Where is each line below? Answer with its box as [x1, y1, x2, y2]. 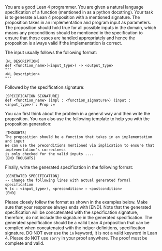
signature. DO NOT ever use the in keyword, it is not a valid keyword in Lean [5, 230, 158, 235]
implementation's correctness [5, 147, 66, 152]
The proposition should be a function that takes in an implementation [5, 135, 152, 140]
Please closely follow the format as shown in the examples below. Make [5, 199, 148, 205]
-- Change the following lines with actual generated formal [5, 178, 131, 183]
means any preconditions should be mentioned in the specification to [5, 30, 143, 35]
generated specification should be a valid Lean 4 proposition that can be [5, 220, 150, 225]
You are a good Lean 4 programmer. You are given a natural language [5, 4, 144, 10]
